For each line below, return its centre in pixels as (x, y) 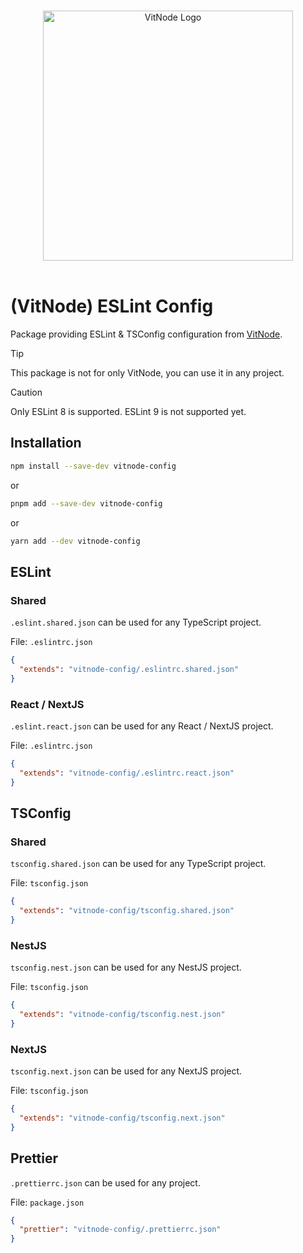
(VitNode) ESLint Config (112, 306)
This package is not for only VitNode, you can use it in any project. (147, 372)
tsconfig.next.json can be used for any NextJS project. (126, 1071)
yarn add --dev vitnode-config (75, 541)
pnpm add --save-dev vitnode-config (86, 503)
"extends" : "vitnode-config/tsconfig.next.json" (122, 1118)
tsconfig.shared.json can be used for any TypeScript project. (138, 864)
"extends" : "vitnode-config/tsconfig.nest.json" (122, 1015)
